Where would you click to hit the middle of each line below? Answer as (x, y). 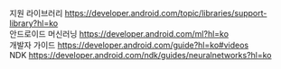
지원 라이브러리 (36, 13)
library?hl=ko (34, 23)
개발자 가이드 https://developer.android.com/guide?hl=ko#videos (129, 45)
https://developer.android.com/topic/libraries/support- (166, 13)
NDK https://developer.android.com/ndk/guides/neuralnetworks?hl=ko (140, 55)
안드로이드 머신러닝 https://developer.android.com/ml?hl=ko (119, 34)
